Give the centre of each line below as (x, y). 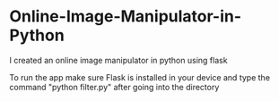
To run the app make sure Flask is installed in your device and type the (140, 77)
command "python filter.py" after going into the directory (114, 87)
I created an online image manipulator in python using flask (118, 60)
